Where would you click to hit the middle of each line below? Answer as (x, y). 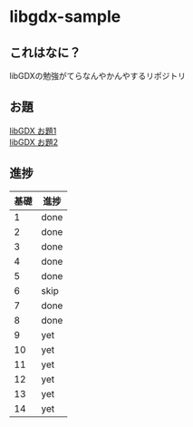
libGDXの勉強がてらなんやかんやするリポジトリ (97, 76)
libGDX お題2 (34, 141)
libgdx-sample (65, 17)
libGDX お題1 (33, 131)
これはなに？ (45, 52)
